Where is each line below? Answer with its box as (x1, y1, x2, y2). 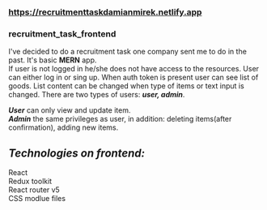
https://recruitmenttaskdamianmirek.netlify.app (8, 6, 202, 18)
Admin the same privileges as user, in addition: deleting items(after (8, 114, 232, 124)
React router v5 (8, 185, 61, 195)
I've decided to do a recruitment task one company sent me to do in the (8, 47, 247, 57)
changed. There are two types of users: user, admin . (8, 90, 185, 100)
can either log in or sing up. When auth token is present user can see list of (8, 72, 259, 83)
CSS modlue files (8, 194, 66, 204)
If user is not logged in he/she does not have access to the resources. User (8, 64, 260, 74)
